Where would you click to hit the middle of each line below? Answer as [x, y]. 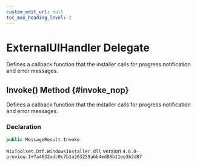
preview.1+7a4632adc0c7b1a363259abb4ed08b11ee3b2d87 [74, 157]
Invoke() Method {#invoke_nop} [68, 90]
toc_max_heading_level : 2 [39, 18]
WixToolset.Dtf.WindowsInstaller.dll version [64, 151]
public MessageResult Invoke [43, 140]
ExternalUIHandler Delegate [78, 48]
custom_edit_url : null [35, 12]
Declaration [24, 127]
